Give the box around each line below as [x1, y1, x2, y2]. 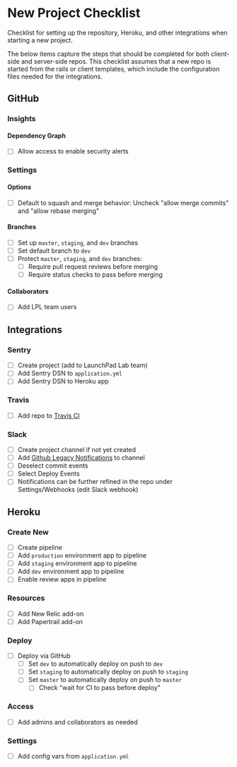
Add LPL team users [17, 303, 77, 311]
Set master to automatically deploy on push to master [28, 676, 183, 684]
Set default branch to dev [17, 246, 91, 255]
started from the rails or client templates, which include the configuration [7, 64, 220, 73]
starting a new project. [7, 35, 73, 44]
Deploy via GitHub [17, 652, 71, 660]
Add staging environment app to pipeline [17, 559, 137, 567]
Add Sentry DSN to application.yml [17, 369, 122, 378]
